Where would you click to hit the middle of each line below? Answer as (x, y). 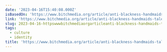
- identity (21, 38)
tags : (11, 28)
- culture (20, 33)
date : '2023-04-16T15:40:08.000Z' (41, 10)
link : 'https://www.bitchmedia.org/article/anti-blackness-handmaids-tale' (85, 19)
